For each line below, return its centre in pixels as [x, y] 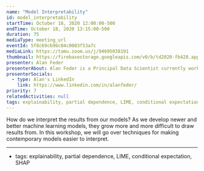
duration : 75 [23, 35]
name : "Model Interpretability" [47, 12]
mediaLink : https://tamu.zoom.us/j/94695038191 [68, 52]
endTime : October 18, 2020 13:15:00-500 [58, 29]
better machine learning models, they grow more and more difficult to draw [100, 126]
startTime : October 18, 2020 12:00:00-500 [61, 23]
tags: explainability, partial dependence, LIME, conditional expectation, [104, 156]
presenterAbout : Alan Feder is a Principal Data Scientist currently [96, 68]
